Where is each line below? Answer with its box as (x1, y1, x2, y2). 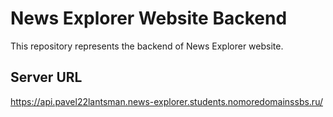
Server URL (10, 69, 83, 86)
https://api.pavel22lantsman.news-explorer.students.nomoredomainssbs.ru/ (10, 95, 323, 107)
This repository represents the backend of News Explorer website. (10, 40, 284, 52)
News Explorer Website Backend (10, 7, 288, 30)
